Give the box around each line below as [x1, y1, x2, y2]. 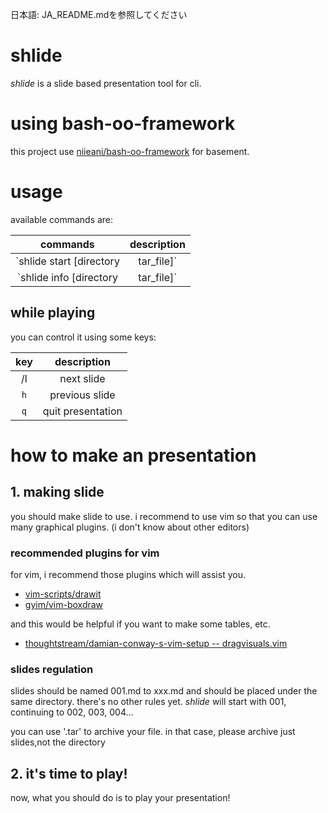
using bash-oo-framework [10, 113, 236, 135]
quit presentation [42, 404, 123, 418]
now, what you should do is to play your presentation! [10, 792, 231, 804]
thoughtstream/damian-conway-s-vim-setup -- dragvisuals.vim [24, 637, 288, 649]
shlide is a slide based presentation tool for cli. [10, 77, 202, 89]
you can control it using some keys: [10, 331, 157, 343]
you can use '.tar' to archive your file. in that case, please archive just [10, 726, 296, 738]
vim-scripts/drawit [24, 588, 102, 600]
